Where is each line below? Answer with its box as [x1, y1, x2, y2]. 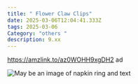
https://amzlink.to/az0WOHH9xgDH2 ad [7, 55, 123, 64]
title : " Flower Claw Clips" [7, 10, 92, 17]
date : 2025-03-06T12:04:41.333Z [7, 17, 102, 24]
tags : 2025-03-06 [7, 23, 58, 30]
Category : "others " [7, 29, 68, 37]
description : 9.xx [7, 36, 61, 43]
